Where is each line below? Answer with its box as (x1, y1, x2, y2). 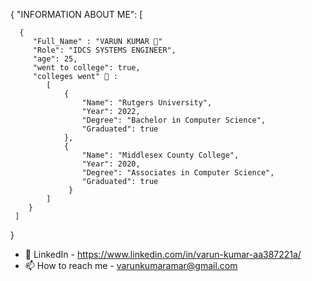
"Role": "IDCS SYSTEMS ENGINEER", (32, 45, 177, 55)
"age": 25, (32, 54, 78, 64)
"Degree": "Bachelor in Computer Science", (81, 115, 267, 125)
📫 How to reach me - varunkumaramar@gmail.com (24, 260, 238, 271)
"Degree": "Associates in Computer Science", (81, 168, 275, 178)
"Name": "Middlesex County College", (81, 150, 240, 160)
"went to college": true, (32, 63, 141, 73)
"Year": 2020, (81, 159, 141, 169)
